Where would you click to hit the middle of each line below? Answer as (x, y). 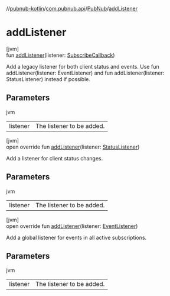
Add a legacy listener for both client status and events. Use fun (83, 66)
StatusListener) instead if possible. (48, 79)
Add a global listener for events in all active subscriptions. (76, 237)
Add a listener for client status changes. (55, 158)
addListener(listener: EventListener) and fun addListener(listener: (85, 73)
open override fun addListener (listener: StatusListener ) (73, 147)
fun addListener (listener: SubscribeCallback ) (61, 55)
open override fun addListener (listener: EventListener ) (72, 226)
